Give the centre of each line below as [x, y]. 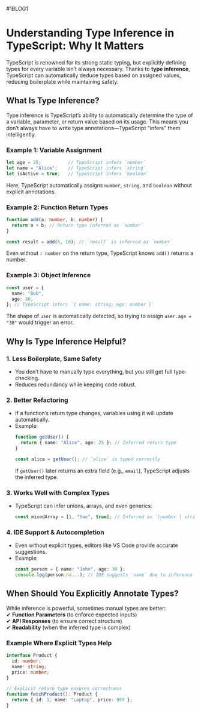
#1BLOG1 [17, 9]
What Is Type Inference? [53, 101]
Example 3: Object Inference [49, 275]
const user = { [25, 288]
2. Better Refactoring [37, 400]
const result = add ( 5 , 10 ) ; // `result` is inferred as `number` [89, 242]
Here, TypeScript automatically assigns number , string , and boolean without [99, 185]
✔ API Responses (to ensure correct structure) [64, 621]
